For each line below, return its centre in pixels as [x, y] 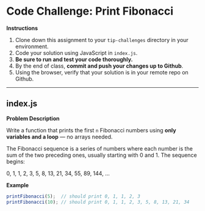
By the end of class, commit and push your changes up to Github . [99, 66]
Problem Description [33, 118]
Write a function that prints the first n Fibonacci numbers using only [91, 130]
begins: [16, 161]
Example [18, 185]
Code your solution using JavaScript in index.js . [76, 52]
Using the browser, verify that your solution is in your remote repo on [102, 72]
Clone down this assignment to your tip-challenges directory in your [102, 40]
